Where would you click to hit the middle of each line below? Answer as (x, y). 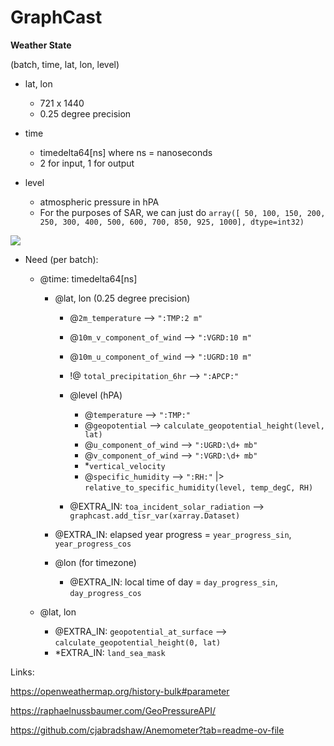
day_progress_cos (105, 593)
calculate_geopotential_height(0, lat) (138, 642)
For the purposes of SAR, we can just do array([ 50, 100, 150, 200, (182, 212)
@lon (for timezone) (95, 562)
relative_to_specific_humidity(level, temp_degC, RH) (199, 487)
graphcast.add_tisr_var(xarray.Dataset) (155, 516)
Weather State (41, 45)
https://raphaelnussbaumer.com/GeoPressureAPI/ (113, 710)
